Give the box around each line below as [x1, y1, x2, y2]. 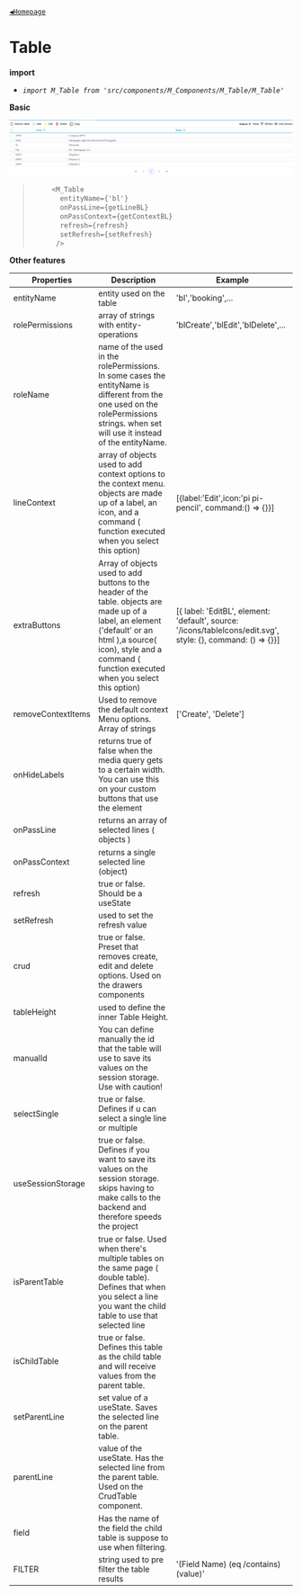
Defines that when [98, 1281, 166, 1292]
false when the [98, 745, 153, 757]
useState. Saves [98, 1402, 158, 1413]
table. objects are [98, 596, 163, 606]
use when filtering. [98, 1541, 167, 1553]
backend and [98, 1202, 147, 1213]
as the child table [98, 1351, 162, 1362]
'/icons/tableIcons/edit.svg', [175, 624, 280, 635]
